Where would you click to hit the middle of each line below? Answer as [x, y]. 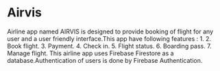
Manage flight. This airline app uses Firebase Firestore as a [90, 53]
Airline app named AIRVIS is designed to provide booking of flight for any [110, 31]
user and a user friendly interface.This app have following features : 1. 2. [109, 38]
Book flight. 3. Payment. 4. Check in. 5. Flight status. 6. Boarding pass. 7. [109, 46]
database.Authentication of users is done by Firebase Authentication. [105, 60]
